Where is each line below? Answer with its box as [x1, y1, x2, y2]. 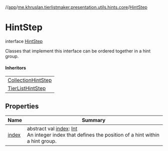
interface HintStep [5, 38, 43, 44]
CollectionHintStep [7, 77, 52, 84]
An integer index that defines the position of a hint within [26, 131, 160, 138]
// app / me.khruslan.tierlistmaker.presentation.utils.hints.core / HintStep [5, 4, 147, 10]
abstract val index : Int [26, 125, 77, 132]
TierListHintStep [7, 85, 46, 92]
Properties [5, 102, 39, 110]
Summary [81, 116, 106, 123]
